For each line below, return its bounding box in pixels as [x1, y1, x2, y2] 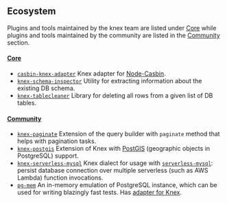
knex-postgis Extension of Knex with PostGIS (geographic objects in [16, 145, 211, 153]
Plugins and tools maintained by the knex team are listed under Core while [7, 23, 217, 32]
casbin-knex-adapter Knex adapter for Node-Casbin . [16, 70, 166, 78]
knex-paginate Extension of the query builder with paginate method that [16, 130, 221, 138]
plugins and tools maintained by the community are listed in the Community [7, 31, 221, 39]
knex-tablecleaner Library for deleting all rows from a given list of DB [16, 92, 213, 100]
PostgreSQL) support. [16, 151, 79, 160]
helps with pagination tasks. [16, 137, 97, 145]
